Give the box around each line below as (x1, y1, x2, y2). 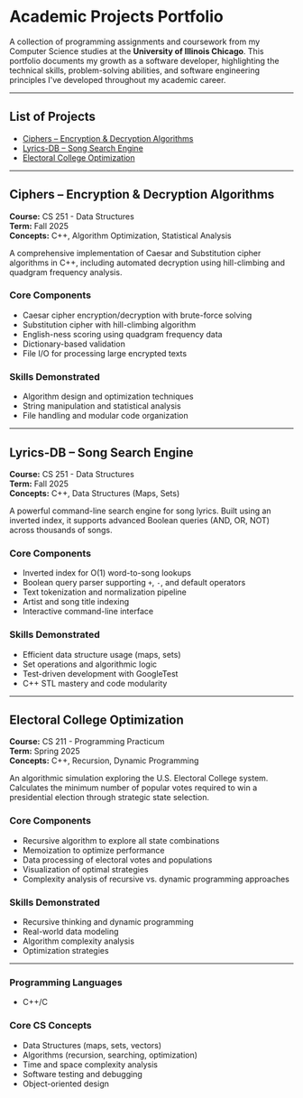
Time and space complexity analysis (22, 1058, 158, 1070)
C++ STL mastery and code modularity (22, 678, 168, 688)
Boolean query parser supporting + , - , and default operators (22, 577, 246, 588)
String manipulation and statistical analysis (22, 401, 182, 411)
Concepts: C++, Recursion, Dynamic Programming (9, 755, 199, 766)
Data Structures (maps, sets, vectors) (22, 1039, 162, 1050)
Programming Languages (9, 976, 124, 989)
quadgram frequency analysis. (9, 266, 123, 277)
